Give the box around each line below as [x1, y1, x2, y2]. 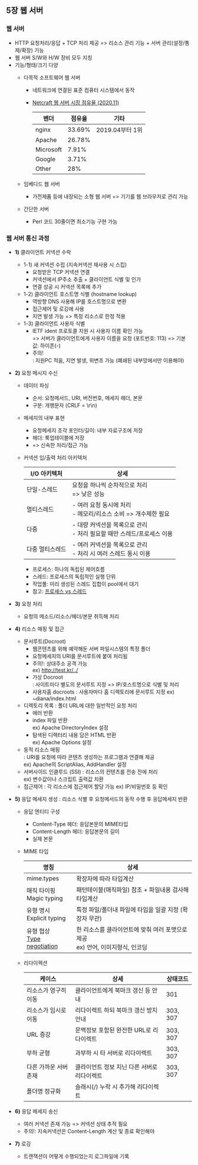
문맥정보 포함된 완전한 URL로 [75, 1026, 151, 1034]
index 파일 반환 [32, 717, 68, 724]
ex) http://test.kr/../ [32, 666, 78, 674]
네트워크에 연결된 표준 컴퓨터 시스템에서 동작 [32, 86, 135, 93]
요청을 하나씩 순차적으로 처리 [71, 481, 148, 489]
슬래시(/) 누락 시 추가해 [75, 1083, 136, 1091]
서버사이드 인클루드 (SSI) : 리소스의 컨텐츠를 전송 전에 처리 [23, 768, 158, 775]
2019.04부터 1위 [96, 126, 143, 134]
